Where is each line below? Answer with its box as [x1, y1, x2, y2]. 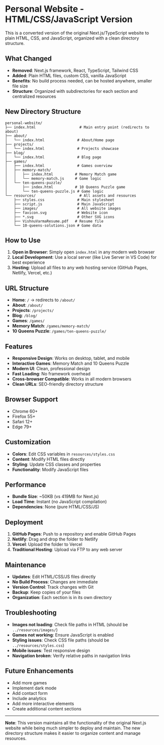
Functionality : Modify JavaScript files [12, 466, 89, 472]
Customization [5, 438, 51, 446]
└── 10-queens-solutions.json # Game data [14, 223, 102, 228]
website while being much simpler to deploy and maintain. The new [5, 725, 141, 731]
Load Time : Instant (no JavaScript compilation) [12, 499, 107, 505]
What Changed [5, 55, 52, 63]
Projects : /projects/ [12, 308, 54, 313]
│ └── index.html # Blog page [5, 155, 102, 160]
